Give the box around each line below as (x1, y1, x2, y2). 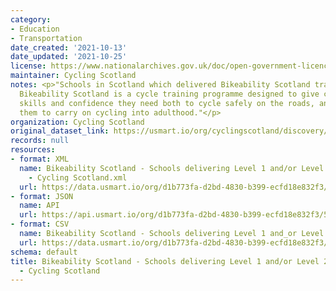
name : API (19, 201, 60, 211)
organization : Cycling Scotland (10, 117, 145, 127)
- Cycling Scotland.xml (28, 172, 128, 183)
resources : (10, 145, 56, 155)
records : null (10, 136, 70, 146)
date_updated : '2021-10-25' (10, 52, 128, 62)
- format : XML (10, 154, 70, 164)
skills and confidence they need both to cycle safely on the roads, (19, 98, 315, 108)
